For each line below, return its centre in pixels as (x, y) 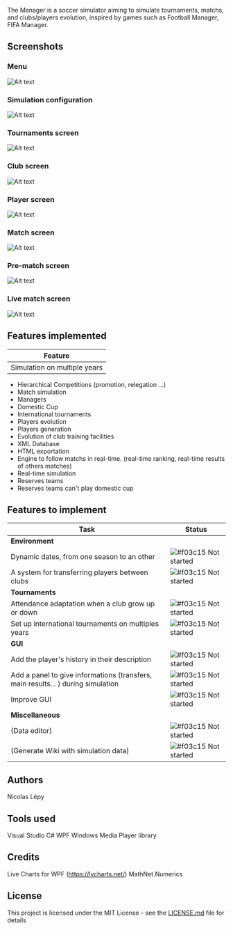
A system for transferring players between (79, 572)
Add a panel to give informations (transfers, (81, 675)
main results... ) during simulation (65, 684)
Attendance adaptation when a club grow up (83, 604)
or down (24, 613)
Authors (25, 780)
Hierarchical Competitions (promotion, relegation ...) (92, 384)
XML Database (38, 443)
